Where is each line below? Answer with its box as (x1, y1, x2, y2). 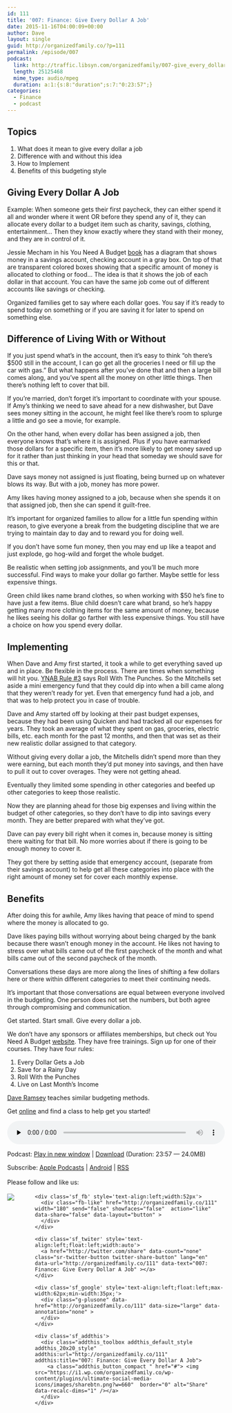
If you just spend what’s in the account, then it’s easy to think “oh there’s (7, 352, 213, 360)
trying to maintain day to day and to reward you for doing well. (7, 529, 184, 537)
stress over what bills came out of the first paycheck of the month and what (7, 946, 222, 955)
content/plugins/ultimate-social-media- (35, 1375, 153, 1382)
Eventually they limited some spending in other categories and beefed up (7, 781, 215, 789)
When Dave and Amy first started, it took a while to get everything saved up (7, 659, 222, 668)
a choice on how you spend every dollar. (7, 621, 123, 630)
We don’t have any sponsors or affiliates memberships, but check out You (7, 1030, 217, 1038)
